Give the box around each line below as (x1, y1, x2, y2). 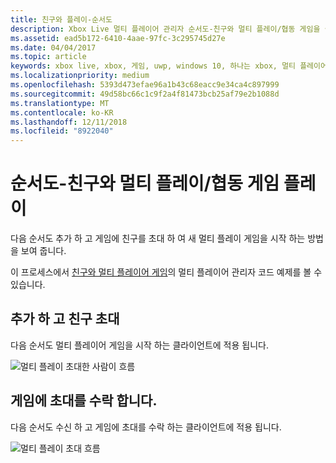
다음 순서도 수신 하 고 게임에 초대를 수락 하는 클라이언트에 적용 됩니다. (10, 421, 282, 433)
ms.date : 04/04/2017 (10, 42, 97, 53)
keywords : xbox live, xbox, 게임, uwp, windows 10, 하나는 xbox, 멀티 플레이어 (10, 61, 328, 71)
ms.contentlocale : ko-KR (10, 107, 114, 118)
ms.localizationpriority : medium (10, 71, 150, 81)
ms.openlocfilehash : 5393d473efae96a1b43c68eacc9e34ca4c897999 (10, 80, 280, 90)
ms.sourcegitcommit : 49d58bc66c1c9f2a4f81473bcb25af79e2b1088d (10, 89, 280, 99)
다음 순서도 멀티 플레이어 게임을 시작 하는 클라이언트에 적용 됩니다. (10, 339, 269, 351)
